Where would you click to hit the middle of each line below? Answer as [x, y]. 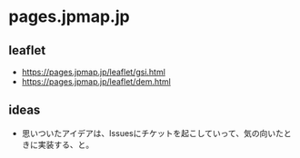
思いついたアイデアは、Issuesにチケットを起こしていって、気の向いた [152, 133]
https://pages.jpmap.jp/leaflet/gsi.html [93, 72]
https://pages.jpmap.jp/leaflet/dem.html [96, 82]
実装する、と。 [66, 144]
